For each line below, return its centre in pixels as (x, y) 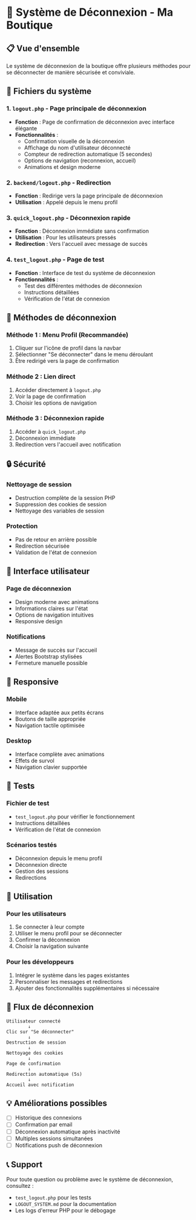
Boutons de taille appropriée (50, 719)
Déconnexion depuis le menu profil (59, 858)
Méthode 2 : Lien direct (41, 377)
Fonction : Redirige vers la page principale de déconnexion (89, 196)
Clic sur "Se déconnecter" (40, 1032)
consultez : (20, 1185)
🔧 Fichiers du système (49, 91)
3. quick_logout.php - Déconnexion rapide (69, 217)
